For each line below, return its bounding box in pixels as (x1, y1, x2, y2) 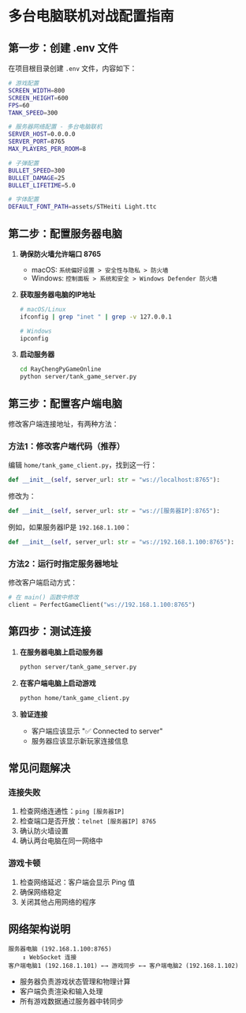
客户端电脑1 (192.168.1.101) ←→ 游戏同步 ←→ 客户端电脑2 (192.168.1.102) (8, 962, 239, 970)
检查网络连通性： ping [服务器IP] (19, 807, 125, 816)
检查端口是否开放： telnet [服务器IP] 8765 (19, 816, 157, 826)
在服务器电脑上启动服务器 (19, 647, 103, 657)
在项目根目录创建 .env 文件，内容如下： (8, 64, 137, 73)
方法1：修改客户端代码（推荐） (8, 440, 125, 451)
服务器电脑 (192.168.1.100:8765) (8, 945, 112, 953)
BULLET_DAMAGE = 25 (8, 174, 65, 182)
